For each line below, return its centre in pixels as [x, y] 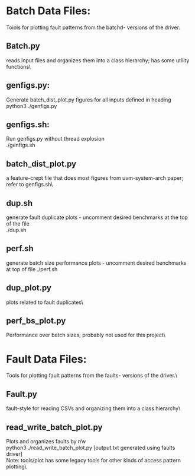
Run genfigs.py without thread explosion [55, 139]
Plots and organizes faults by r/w [46, 441]
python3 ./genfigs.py [32, 106]
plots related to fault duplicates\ [45, 302]
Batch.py [23, 46]
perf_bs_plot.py [36, 321]
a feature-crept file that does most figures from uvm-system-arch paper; [95, 178]
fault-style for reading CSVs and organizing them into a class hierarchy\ [93, 408]
